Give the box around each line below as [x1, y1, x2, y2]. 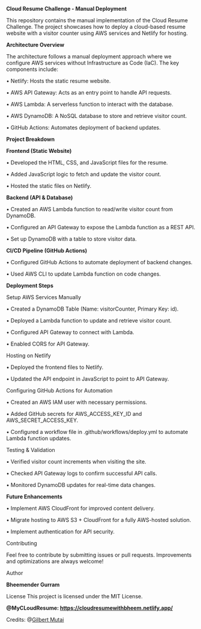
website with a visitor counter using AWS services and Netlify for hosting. [6, 29, 188, 37]
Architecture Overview [6, 42, 65, 48]
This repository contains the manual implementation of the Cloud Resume [6, 17, 188, 23]
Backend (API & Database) [6, 194, 73, 201]
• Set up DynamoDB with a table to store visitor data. [6, 235, 137, 243]
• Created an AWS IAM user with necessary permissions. [6, 398, 148, 406]
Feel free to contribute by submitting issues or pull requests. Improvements [6, 551, 192, 559]
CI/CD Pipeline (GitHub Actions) [6, 247, 88, 254]
